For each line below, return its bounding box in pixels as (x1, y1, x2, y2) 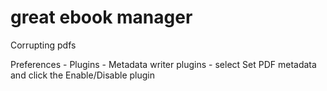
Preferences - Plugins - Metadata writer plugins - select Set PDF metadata (10, 58, 317, 70)
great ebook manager (10, 6, 193, 29)
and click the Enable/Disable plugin (10, 69, 156, 81)
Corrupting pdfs (10, 39, 77, 51)
